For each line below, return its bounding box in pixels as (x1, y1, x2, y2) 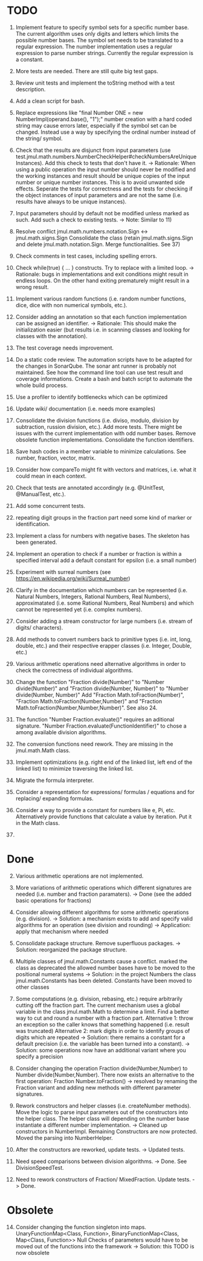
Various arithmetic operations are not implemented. (15, 872, 144, 879)
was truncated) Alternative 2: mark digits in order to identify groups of (15, 1027, 190, 1034)
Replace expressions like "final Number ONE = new (15, 109, 144, 116)
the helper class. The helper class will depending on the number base (15, 1115, 190, 1122)
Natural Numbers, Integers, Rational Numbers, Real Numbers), (15, 593, 171, 600)
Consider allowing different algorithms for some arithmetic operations (15, 908, 189, 916)
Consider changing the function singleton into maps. (15, 1223, 147, 1231)
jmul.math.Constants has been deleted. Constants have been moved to (15, 977, 192, 984)
